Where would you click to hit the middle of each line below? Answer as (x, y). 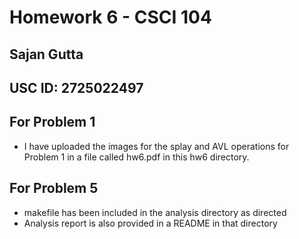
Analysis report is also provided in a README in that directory (150, 223)
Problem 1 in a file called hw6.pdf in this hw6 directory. (136, 157)
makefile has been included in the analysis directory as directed (155, 212)
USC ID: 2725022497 (76, 87)
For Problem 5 (54, 188)
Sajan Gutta (46, 54)
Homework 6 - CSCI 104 (110, 17)
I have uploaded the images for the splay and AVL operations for (156, 146)
